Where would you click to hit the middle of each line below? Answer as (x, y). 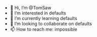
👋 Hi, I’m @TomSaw (31, 8)
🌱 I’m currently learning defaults (44, 18)
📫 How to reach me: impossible (44, 29)
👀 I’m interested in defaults (38, 13)
